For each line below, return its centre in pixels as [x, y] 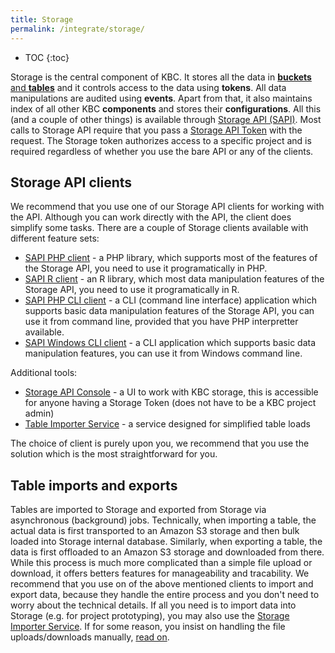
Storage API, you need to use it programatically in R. [132, 290]
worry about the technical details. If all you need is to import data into [153, 605]
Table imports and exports [94, 485]
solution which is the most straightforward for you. [114, 454]
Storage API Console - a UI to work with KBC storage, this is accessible [171, 392]
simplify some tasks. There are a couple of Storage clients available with [159, 228]
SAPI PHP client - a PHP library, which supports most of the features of [171, 258]
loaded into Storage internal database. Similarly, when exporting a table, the [166, 542]
